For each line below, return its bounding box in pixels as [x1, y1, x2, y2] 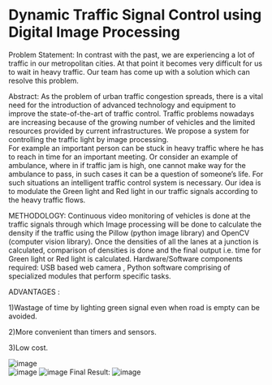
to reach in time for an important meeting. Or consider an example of [8, 152, 238, 162]
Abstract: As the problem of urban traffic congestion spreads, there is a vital [8, 91, 264, 101]
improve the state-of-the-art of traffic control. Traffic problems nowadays [8, 108, 254, 119]
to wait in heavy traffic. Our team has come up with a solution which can [8, 67, 250, 76]
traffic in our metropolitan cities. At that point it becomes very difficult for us [8, 58, 262, 68]
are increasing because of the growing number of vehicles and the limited [8, 117, 256, 127]
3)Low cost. [8, 343, 49, 353]
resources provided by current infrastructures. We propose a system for [8, 126, 250, 136]
